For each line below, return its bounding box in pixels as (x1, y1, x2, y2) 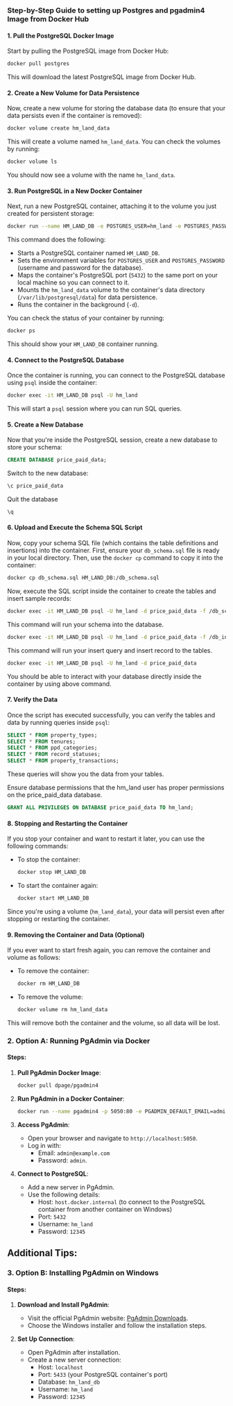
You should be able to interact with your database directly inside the (7, 672, 202, 680)
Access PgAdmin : (17, 1120, 70, 1129)
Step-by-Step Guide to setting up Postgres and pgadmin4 (7, 6, 205, 15)
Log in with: (27, 1141, 61, 1149)
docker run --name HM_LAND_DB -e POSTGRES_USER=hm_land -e (7, 223, 182, 230)
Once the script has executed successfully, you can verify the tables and (7, 710, 216, 719)
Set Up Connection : (17, 1335, 75, 1344)
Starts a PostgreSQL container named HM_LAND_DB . (17, 249, 160, 257)
